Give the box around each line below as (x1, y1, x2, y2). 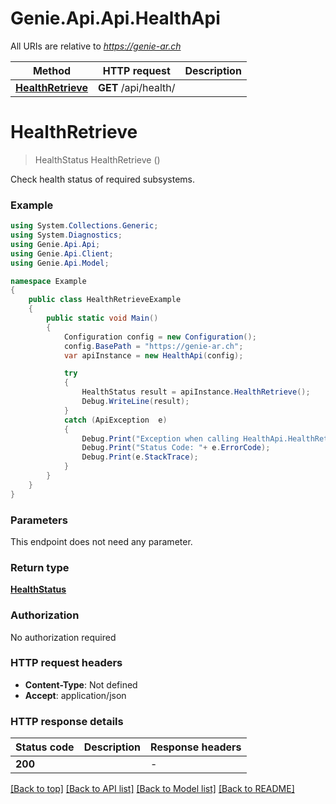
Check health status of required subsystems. (10, 173, 196, 185)
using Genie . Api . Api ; (10, 239, 101, 249)
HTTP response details (10, 714, 124, 728)
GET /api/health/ (98, 80, 176, 94)
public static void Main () (46, 313, 159, 324)
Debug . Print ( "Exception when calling (81, 433, 240, 444)
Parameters (10, 513, 68, 527)
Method (32, 63, 72, 77)
